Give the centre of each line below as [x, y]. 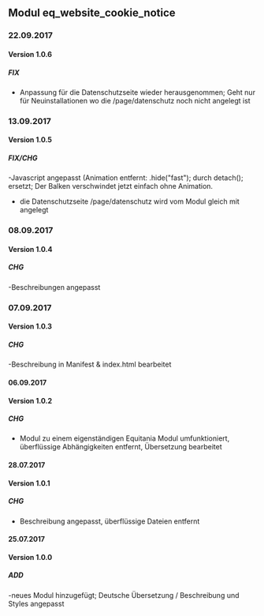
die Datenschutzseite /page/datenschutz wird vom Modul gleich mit [130, 201]
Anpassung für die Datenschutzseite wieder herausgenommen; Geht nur [138, 92]
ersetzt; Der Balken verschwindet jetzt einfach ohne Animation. [111, 186]
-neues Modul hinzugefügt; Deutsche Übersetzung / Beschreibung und [124, 595]
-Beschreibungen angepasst [54, 287]
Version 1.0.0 [30, 557]
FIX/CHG [23, 158]
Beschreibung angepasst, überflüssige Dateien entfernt [110, 521]
